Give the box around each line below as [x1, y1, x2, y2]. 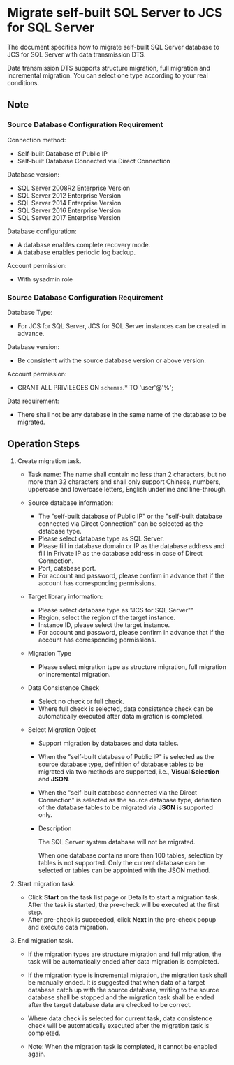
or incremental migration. [38, 670, 111, 678]
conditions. [7, 78, 40, 87]
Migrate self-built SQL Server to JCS [7, 5, 223, 21]
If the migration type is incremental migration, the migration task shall [27, 971, 228, 979]
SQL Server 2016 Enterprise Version [17, 206, 122, 214]
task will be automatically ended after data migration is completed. [27, 957, 219, 965]
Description [38, 824, 72, 832]
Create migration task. [17, 456, 82, 465]
